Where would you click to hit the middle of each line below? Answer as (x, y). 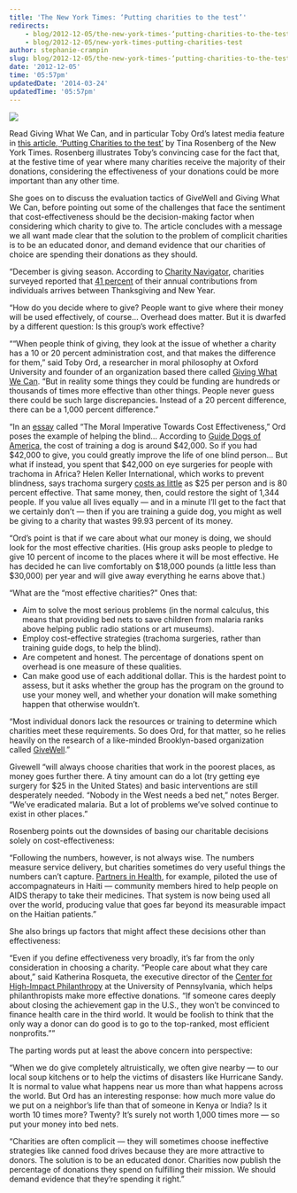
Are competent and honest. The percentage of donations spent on (143, 657)
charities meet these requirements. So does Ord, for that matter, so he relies (148, 730)
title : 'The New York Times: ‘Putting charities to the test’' (128, 17)
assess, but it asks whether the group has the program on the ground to (153, 685)
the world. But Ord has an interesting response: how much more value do (142, 1096)
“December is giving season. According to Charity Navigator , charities (137, 271)
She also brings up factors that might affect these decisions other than (138, 931)
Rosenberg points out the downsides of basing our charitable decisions (139, 830)
